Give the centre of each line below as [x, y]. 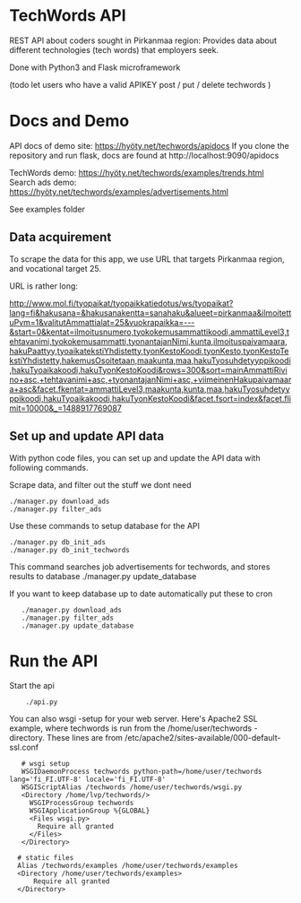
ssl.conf [24, 747]
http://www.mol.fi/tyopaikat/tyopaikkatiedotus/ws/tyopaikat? [121, 303]
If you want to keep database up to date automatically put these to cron [141, 594]
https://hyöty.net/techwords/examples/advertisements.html [119, 191]
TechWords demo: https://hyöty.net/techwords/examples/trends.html [137, 172]
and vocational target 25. [55, 268]
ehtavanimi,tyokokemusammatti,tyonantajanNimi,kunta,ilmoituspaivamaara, [149, 341]
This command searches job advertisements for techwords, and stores [140, 567]
